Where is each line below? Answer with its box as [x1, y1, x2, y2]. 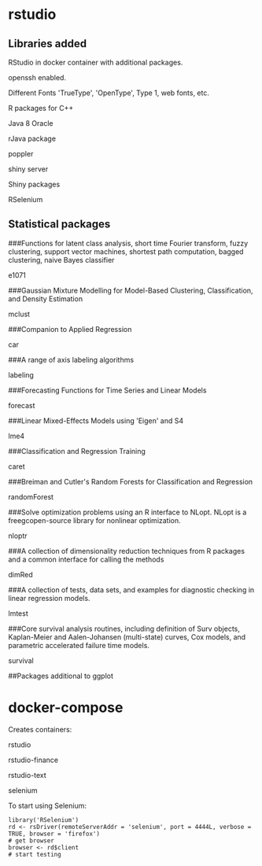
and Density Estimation [8, 293, 83, 304]
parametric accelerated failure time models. [8, 640, 149, 650]
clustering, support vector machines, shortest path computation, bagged [8, 246, 244, 256]
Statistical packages [8, 218, 111, 231]
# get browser [8, 836, 55, 845]
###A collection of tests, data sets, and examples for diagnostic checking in [8, 584, 255, 595]
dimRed [8, 569, 33, 579]
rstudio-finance [8, 755, 59, 765]
